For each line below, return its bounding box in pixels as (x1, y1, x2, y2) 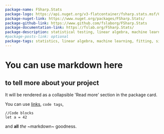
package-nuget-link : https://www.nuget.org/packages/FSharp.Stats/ (5, 16, 145, 21)
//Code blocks (5, 110, 34, 116)
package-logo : (5, 12, 34, 17)
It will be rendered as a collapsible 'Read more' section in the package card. (5, 92, 158, 98)
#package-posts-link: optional (5, 34, 69, 39)
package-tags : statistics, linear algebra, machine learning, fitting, (5, 39, 154, 44)
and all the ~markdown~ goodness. (5, 123, 77, 129)
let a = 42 (5, 115, 27, 119)
